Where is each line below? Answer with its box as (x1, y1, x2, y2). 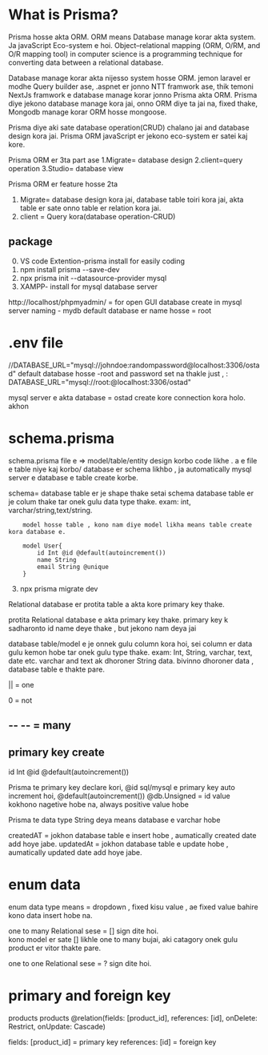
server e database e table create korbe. (8, 472, 138, 482)
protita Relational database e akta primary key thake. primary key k (8, 615, 229, 624)
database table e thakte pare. (8, 664, 106, 674)
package (8, 235, 54, 249)
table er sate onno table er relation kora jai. (19, 203, 162, 213)
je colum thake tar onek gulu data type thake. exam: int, (8, 496, 191, 506)
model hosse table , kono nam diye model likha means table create (22, 520, 252, 529)
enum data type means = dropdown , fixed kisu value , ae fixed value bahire (8, 902, 258, 912)
